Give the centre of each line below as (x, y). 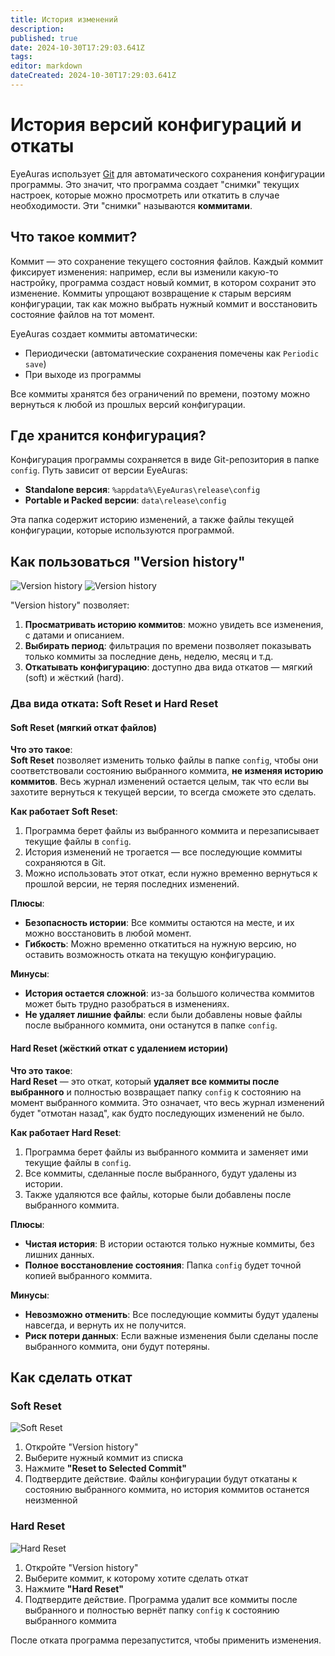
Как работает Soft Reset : (64, 812)
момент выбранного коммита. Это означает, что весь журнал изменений (167, 1102)
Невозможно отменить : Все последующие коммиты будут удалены (171, 1314)
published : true (44, 38)
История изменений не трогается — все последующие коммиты (163, 852)
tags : (21, 57)
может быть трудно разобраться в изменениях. (127, 1004)
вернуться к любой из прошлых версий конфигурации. (128, 404)
